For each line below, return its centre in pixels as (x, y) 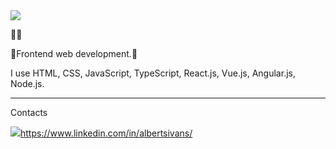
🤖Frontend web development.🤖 (74, 53)
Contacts (29, 112)
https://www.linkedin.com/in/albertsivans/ (106, 133)
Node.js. (27, 83)
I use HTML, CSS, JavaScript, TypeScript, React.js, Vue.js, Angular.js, (153, 73)
